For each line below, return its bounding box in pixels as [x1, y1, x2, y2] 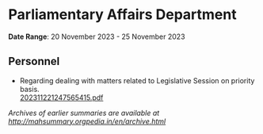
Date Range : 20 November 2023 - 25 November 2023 [8, 32, 185, 41]
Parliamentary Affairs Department [8, 6, 237, 24]
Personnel [8, 55, 60, 68]
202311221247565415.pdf [19, 93, 104, 102]
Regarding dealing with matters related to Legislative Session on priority [19, 75, 255, 85]
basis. [19, 84, 40, 94]
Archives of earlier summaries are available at [8, 108, 160, 117]
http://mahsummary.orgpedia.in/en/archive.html [8, 117, 166, 126]
